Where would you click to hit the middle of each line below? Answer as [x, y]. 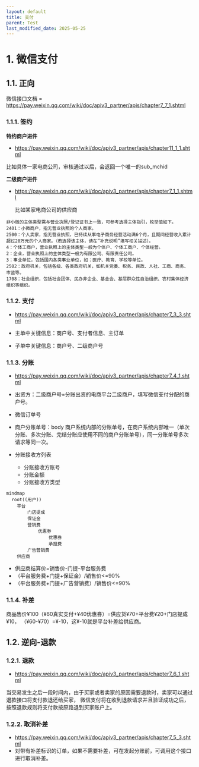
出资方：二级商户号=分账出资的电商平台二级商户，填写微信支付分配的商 [102, 394]
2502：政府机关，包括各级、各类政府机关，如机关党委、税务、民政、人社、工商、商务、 [97, 266]
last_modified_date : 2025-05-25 [46, 28]
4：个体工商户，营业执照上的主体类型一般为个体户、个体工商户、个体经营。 [85, 247]
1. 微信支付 [32, 59]
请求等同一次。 [33, 442]
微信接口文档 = [24, 99]
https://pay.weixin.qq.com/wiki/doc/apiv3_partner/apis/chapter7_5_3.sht [102, 737]
